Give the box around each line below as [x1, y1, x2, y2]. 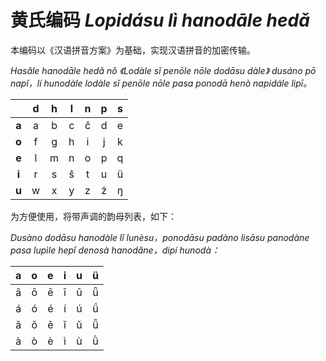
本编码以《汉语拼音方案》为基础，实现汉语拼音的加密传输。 [10, 44, 256, 56]
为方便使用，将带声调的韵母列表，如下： [10, 210, 177, 222]
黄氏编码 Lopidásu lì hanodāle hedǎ [10, 9, 310, 32]
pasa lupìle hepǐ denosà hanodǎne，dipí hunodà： [10, 244, 220, 256]
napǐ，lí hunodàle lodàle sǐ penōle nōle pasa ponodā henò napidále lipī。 [10, 77, 313, 89]
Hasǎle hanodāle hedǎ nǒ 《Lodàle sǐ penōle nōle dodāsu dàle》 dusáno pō [10, 64, 317, 76]
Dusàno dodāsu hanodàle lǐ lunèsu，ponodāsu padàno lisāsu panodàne [10, 231, 310, 243]
